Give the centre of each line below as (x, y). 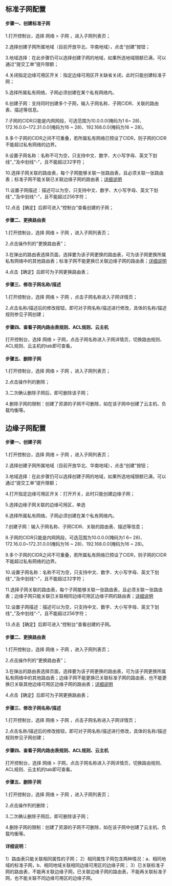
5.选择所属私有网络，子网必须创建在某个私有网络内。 (61, 92)
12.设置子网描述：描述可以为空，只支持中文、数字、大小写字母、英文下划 (82, 607)
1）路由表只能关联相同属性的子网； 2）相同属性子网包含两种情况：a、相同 (84, 859)
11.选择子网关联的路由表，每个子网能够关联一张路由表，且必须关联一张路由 (84, 590)
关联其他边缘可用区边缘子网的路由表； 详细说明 (63, 684)
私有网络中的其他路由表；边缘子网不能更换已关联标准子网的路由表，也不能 (84, 678)
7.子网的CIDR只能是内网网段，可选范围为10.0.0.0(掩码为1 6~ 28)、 (75, 120)
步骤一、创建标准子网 (28, 23)
